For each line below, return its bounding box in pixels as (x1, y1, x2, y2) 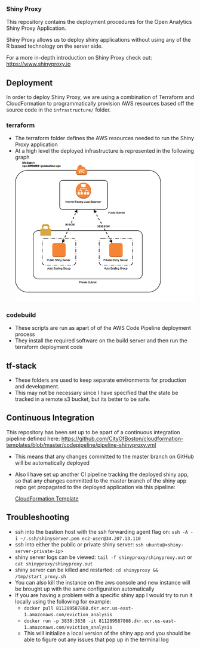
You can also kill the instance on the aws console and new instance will (14, 579, 190, 586)
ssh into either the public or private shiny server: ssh (14, 540, 144, 548)
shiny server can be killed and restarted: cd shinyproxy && (14, 566, 159, 573)
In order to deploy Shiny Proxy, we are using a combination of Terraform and (6, 94, 195, 101)
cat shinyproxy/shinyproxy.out (14, 561, 93, 567)
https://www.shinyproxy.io (6, 60, 71, 67)
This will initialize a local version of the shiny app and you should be (23, 629, 191, 636)
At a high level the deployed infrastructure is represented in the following (14, 147, 194, 154)
